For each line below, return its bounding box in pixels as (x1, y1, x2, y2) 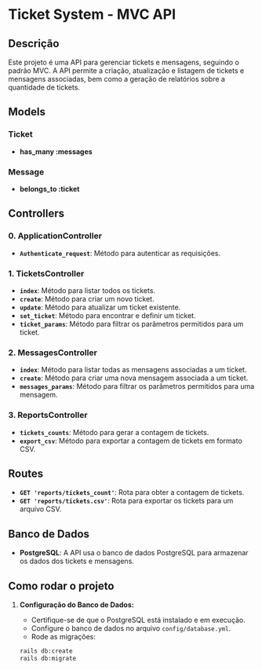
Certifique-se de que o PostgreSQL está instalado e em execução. (31, 615, 246, 624)
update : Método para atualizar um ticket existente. (19, 302, 181, 312)
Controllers (8, 207, 65, 221)
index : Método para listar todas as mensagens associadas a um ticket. (19, 365, 247, 375)
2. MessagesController (8, 347, 98, 358)
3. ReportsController (8, 410, 88, 421)
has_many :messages (19, 147, 93, 156)
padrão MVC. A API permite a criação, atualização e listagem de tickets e (8, 66, 245, 75)
